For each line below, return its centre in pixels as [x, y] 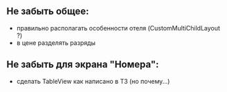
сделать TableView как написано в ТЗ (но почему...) [93, 81]
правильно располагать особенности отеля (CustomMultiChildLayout [118, 28]
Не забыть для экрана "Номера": [83, 65]
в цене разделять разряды [56, 43]
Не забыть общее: [48, 11]
